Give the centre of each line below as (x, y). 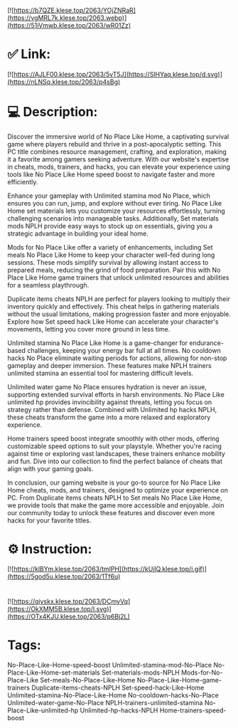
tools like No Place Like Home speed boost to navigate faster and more (111, 174)
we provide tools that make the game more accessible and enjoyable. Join (116, 505)
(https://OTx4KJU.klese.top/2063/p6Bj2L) (69, 616)
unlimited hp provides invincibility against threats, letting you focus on (109, 402)
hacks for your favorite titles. (49, 520)
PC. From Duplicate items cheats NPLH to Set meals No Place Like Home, (115, 497)
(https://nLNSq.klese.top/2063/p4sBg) (64, 82)
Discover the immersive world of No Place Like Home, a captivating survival (118, 136)
